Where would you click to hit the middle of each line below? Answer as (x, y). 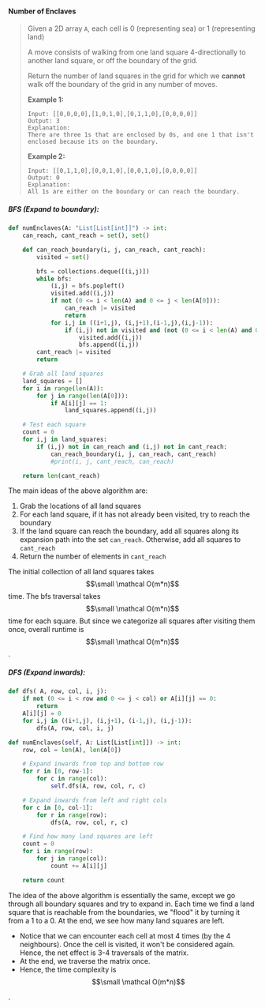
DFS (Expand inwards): (47, 672)
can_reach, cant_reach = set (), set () (86, 236)
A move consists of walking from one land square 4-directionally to (136, 52)
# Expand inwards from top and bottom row (93, 764)
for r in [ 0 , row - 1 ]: (58, 771)
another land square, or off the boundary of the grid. (113, 61)
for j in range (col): (72, 859)
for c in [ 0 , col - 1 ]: (58, 807)
